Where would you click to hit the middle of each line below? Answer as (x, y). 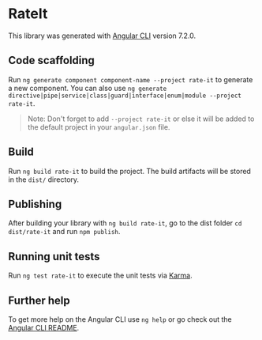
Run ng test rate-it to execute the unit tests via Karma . (100, 276)
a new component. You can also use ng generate (88, 88)
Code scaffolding (51, 60)
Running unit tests (54, 257)
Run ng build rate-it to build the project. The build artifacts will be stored (129, 171)
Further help (39, 300)
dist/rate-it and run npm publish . (64, 232)
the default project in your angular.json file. (99, 127)
